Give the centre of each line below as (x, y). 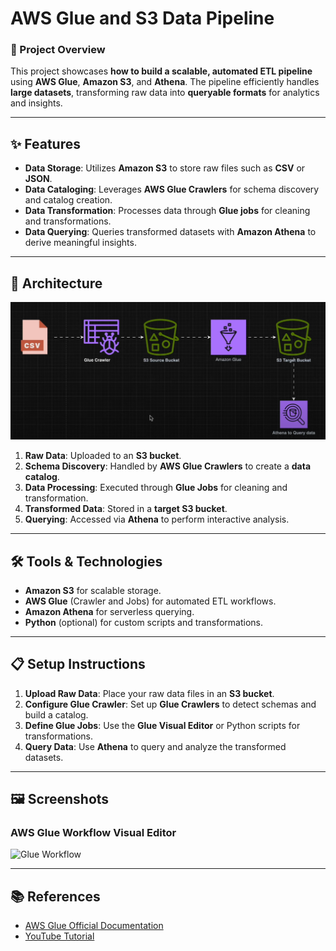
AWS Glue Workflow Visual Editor (93, 833)
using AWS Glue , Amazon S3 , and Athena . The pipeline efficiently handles (165, 82)
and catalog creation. (68, 200)
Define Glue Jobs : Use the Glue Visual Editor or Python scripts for (162, 725)
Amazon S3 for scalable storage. (93, 590)
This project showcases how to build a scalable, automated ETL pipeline (161, 71)
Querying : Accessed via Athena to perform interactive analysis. (157, 519)
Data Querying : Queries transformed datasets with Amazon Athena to (170, 232)
